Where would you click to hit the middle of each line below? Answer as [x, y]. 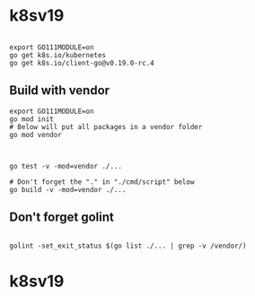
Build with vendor [60, 91]
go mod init [31, 119]
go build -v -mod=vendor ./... [68, 189]
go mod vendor [36, 135]
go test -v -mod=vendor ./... [66, 166]
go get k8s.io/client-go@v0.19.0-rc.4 [82, 63]
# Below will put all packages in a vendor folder [106, 126]
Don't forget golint [62, 218]
